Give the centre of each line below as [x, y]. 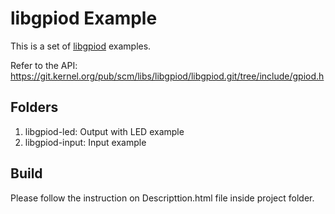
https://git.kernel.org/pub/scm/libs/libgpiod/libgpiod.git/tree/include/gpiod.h [167, 76]
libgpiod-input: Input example [85, 142]
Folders [34, 107]
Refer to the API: [44, 65]
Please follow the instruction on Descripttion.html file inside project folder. [162, 198]
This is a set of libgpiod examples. [81, 46]
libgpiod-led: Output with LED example [104, 131]
